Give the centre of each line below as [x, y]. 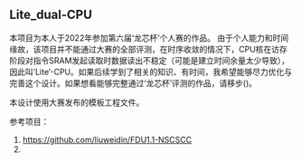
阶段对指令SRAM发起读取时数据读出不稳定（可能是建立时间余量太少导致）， [150, 60]
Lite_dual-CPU [51, 15]
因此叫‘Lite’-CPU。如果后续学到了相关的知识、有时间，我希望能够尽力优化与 [151, 71]
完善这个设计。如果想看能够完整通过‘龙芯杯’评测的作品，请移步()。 [133, 83]
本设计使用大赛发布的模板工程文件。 [77, 102]
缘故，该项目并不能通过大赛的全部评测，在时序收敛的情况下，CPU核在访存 [148, 49]
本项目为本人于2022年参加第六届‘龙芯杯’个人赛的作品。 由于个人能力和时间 [149, 38]
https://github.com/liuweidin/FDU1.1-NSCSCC [107, 139]
